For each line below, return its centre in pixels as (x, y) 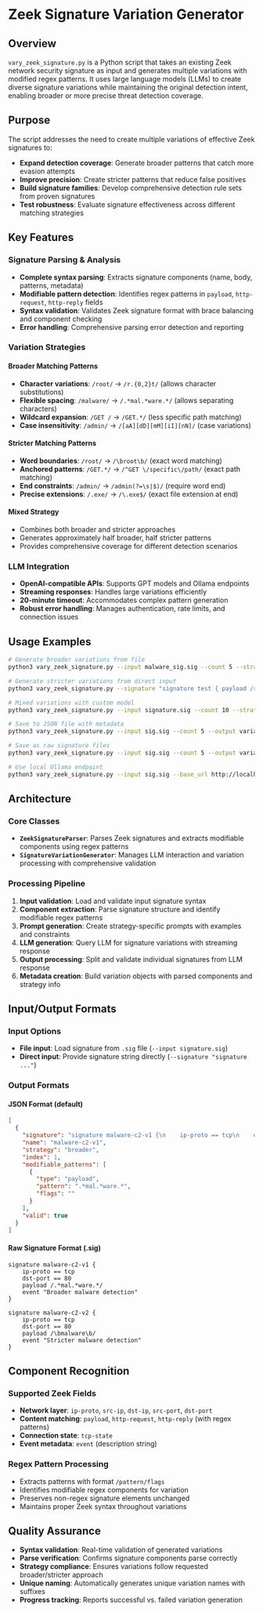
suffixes (32, 1592)
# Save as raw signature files (59, 746)
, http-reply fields (74, 302)
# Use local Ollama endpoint (56, 767)
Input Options (34, 1031)
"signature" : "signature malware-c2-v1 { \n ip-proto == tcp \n (131, 1135)
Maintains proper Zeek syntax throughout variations (103, 1506)
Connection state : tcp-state (66, 1435)
